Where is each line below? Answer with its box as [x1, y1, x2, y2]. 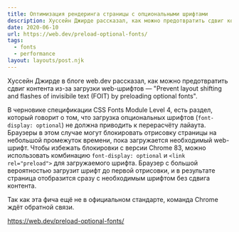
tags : [7, 37, 23, 44]
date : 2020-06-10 [7, 24, 59, 31]
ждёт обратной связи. [7, 203, 75, 211]
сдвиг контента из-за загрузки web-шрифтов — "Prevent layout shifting [7, 84, 222, 93]
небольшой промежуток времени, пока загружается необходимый [7, 136, 213, 144]
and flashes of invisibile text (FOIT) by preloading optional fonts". [7, 91, 198, 100]
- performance [14, 51, 55, 58]
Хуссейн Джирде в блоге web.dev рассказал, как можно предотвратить [7, 76, 228, 85]
